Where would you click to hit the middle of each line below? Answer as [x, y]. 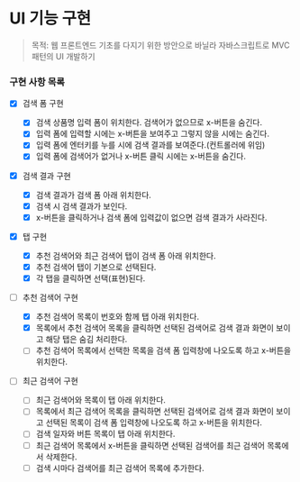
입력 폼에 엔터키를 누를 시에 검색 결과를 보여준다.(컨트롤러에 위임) [150, 145]
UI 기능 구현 [50, 18]
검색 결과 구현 [46, 176]
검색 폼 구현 [43, 104]
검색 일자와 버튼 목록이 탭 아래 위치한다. [105, 434]
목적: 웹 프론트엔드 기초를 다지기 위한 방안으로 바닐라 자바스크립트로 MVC [160, 45]
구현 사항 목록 [37, 82]
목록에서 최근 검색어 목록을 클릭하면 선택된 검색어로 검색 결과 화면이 [155, 412]
